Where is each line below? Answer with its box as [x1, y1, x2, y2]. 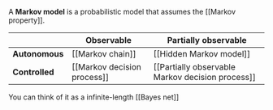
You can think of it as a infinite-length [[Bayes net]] [8, 92, 180, 102]
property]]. [8, 15, 45, 25]
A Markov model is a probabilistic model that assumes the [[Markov [8, 7, 236, 16]
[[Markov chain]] [71, 49, 136, 59]
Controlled [12, 66, 54, 78]
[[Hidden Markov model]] [153, 49, 250, 59]
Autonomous [12, 49, 64, 59]
